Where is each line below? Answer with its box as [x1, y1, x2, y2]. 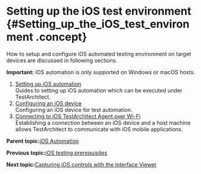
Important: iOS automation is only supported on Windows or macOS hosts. [6, 68, 196, 75]
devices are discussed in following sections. [6, 57, 118, 64]
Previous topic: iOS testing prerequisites [6, 149, 108, 156]
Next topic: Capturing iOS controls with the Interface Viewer [6, 161, 157, 168]
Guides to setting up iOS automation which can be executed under [15, 86, 183, 94]
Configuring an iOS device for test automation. [15, 106, 133, 113]
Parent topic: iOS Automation [6, 137, 79, 144]
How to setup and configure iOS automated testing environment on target [6, 50, 191, 57]
